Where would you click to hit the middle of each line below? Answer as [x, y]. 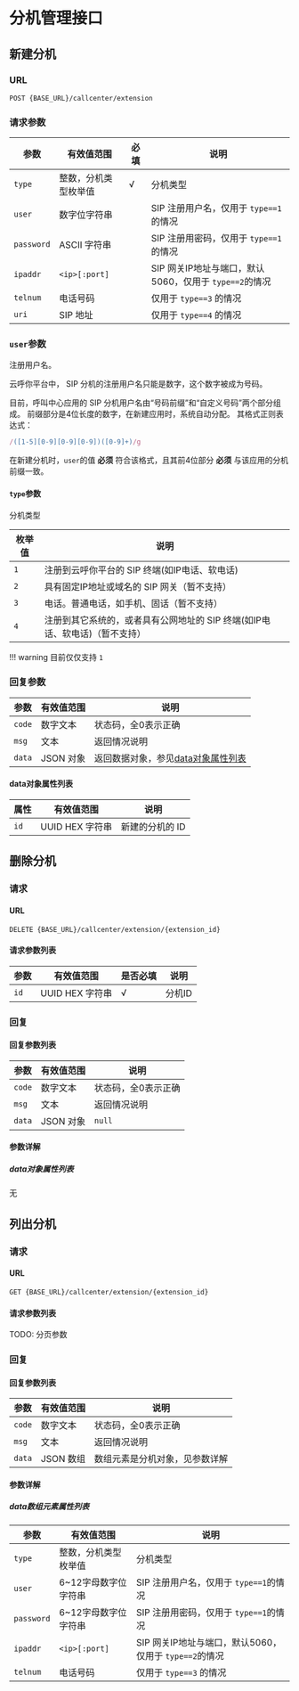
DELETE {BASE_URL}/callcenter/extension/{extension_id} [115, 929]
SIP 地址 [76, 315]
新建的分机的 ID [153, 827]
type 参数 [25, 493]
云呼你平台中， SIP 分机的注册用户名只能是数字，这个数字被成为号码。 [138, 384]
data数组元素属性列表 [49, 1507]
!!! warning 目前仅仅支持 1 [57, 657]
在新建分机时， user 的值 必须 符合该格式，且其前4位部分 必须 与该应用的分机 [149, 461]
